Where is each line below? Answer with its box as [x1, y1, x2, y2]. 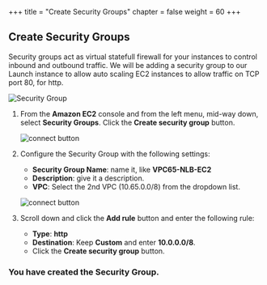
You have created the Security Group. [8, 266, 159, 278]
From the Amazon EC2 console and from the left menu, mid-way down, [19, 108, 259, 118]
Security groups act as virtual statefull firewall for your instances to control [8, 52, 257, 62]
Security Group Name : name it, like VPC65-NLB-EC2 [32, 164, 212, 174]
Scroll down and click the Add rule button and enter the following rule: [19, 213, 255, 223]
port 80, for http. [8, 77, 64, 87]
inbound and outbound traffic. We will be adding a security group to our [8, 60, 248, 70]
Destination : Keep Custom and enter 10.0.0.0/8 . [32, 237, 196, 247]
